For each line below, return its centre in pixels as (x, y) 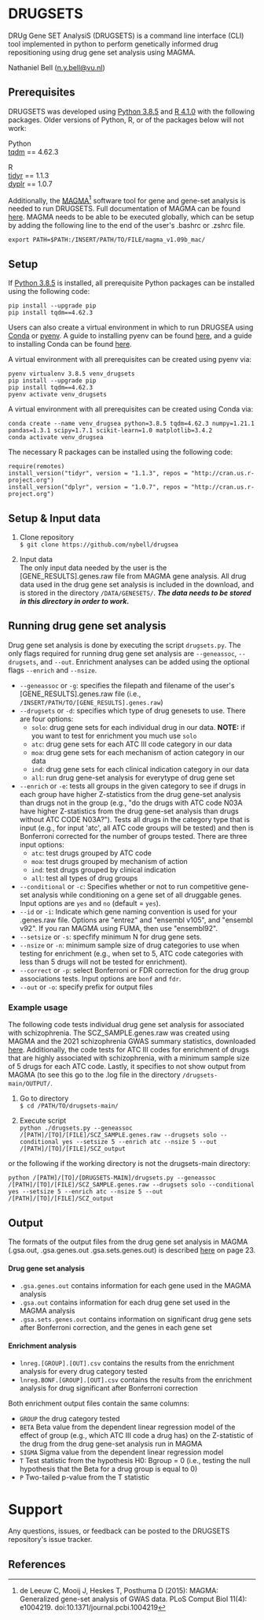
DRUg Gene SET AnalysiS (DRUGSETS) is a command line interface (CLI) (126, 35)
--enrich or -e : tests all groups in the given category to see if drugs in (132, 786)
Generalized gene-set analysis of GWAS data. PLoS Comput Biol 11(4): (133, 1599)
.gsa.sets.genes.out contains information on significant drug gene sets (136, 1319)
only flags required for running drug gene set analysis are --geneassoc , (123, 653)
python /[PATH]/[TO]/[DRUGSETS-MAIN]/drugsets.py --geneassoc (112, 1178)
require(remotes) (37, 467)
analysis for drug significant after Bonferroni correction (109, 1388)
